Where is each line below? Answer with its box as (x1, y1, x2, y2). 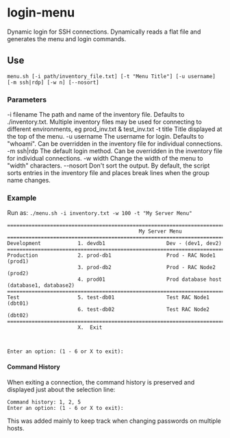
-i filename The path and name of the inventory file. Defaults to (7, 111, 185, 119)
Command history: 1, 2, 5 (7, 398, 81, 406)
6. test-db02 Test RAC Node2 (77, 306, 210, 313)
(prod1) (7, 258, 29, 265)
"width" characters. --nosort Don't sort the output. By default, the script (7, 161, 210, 170)
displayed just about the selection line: (7, 385, 116, 393)
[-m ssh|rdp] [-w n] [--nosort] (7, 79, 99, 86)
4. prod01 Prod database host (77, 276, 222, 283)
